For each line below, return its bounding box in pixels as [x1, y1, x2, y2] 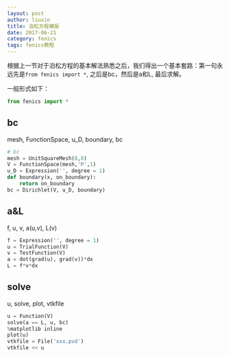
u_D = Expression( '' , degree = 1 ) [7, 168, 106, 174]
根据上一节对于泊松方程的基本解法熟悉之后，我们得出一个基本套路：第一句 [7, 62, 217, 69]
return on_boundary [19, 181, 75, 187]
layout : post [7, 10, 44, 17]
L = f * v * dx [7, 263, 38, 269]
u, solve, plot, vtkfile [7, 299, 64, 308]
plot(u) [7, 332, 29, 339]
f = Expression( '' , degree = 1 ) [7, 237, 99, 243]
